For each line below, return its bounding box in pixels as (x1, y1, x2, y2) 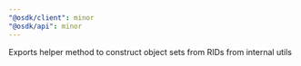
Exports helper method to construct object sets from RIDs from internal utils (8, 46, 293, 57)
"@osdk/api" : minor (8, 22, 83, 31)
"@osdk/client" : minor (8, 13, 95, 23)
